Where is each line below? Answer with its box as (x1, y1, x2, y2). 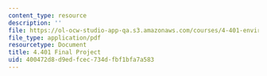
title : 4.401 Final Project (8, 48, 102, 56)
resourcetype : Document (8, 41, 87, 49)
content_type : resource (8, 11, 87, 20)
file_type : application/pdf (8, 33, 102, 42)
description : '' (8, 19, 62, 27)
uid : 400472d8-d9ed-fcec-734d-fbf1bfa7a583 (8, 56, 155, 64)
